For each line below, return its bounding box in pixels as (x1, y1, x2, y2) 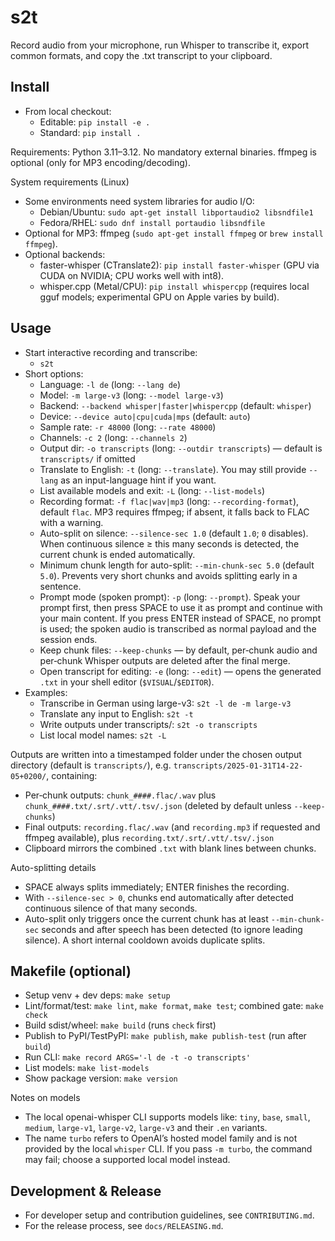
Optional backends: (24, 248, 106, 260)
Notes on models (10, 1092, 81, 1104)
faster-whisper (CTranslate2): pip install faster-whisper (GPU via (39, 259, 320, 271)
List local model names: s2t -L (39, 729, 167, 741)
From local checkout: (24, 105, 112, 117)
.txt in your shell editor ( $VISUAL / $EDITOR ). (39, 676, 215, 688)
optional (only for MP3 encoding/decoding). (10, 156, 191, 168)
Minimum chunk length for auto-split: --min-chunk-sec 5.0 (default (39, 559, 315, 571)
